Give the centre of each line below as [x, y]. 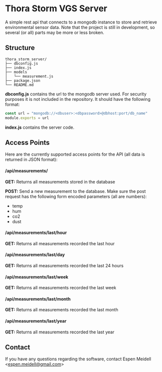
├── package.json [23, 81]
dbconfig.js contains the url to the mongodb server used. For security [76, 94]
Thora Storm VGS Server [56, 9]
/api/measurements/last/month [38, 299]
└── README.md [20, 85]
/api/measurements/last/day [35, 255]
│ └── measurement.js [29, 76]
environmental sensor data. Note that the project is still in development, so [80, 27]
